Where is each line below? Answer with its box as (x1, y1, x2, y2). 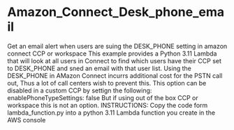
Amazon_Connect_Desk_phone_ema (7, 4, 225, 20)
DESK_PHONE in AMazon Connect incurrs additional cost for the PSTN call (7, 71, 223, 80)
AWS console (7, 115, 46, 124)
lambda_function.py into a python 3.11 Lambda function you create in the (7, 108, 215, 117)
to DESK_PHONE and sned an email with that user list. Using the (7, 64, 192, 72)
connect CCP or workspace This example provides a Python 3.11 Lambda (7, 49, 217, 58)
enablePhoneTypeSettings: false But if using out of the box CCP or (7, 93, 198, 101)
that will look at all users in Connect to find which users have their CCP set (7, 56, 222, 65)
